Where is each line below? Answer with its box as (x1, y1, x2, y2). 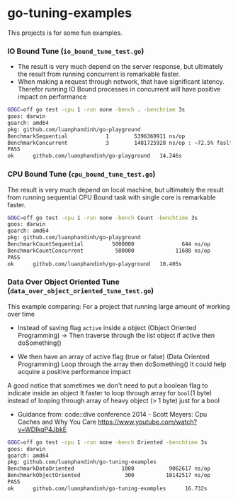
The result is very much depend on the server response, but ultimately (17, 62, 224, 71)
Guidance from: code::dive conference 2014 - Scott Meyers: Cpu (17, 410, 208, 418)
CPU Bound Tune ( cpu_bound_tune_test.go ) (7, 169, 156, 179)
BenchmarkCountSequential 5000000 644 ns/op (7, 241, 211, 248)
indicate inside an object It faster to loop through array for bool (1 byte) (7, 388, 212, 397)
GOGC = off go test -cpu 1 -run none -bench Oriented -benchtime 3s (7, 439, 208, 446)
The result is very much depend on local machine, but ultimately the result (7, 185, 225, 194)
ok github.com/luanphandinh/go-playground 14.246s (7, 153, 182, 160)
